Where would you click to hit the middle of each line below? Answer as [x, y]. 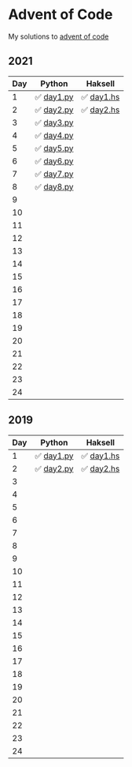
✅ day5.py [54, 148]
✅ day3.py [54, 122]
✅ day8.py [54, 186]
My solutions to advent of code [59, 36]
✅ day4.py [54, 135]
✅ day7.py [54, 174]
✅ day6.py [54, 161]
